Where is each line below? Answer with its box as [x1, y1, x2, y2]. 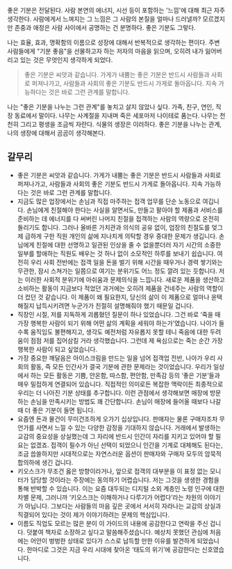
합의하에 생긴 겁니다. [17, 458, 74, 467]
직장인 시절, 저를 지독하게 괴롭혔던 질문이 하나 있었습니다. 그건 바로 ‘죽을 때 [17, 310, 221, 318]
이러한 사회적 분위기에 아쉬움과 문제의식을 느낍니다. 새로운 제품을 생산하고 [24, 275, 226, 283]
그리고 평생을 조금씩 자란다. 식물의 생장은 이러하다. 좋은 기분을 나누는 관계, [19, 120, 222, 128]
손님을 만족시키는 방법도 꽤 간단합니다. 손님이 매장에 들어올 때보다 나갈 [30, 397, 222, 405]
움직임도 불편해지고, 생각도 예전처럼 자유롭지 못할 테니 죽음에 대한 [30, 327, 208, 336]
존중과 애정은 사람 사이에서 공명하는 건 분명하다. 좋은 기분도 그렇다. [14, 24, 196, 31]
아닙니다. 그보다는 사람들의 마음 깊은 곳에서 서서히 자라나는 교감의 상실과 [24, 501, 222, 510]
